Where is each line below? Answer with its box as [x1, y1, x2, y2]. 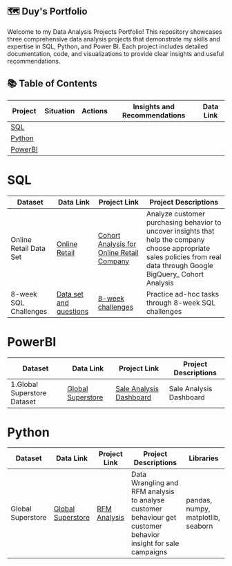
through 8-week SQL [146, 298, 216, 308]
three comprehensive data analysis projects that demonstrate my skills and [7, 35, 221, 43]
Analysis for [97, 239, 137, 249]
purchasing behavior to [146, 217, 222, 227]
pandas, [186, 496, 213, 505]
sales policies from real [146, 252, 222, 261]
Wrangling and [130, 478, 179, 488]
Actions [81, 106, 108, 115]
